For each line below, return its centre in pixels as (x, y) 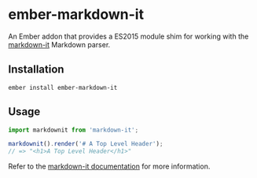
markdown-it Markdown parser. (59, 44)
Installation (36, 70)
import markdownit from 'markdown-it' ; (73, 130)
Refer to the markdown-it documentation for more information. (109, 166)
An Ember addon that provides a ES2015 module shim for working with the (128, 36)
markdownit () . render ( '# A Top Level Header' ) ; (86, 144)
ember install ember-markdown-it (63, 87)
